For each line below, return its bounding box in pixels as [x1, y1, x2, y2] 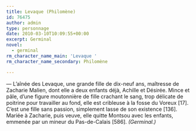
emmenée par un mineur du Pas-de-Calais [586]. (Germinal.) [6, 118, 156, 125]
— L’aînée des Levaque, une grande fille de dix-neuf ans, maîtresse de [6, 80, 179, 87]
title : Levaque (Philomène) [6, 8, 76, 15]
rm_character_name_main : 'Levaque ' [6, 53, 97, 59]
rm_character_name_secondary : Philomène [6, 58, 108, 64]
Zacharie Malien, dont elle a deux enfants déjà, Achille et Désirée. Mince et [6, 86, 190, 93]
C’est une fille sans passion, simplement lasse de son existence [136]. [6, 105, 178, 113]
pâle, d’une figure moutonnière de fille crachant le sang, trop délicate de [6, 93, 183, 100]
